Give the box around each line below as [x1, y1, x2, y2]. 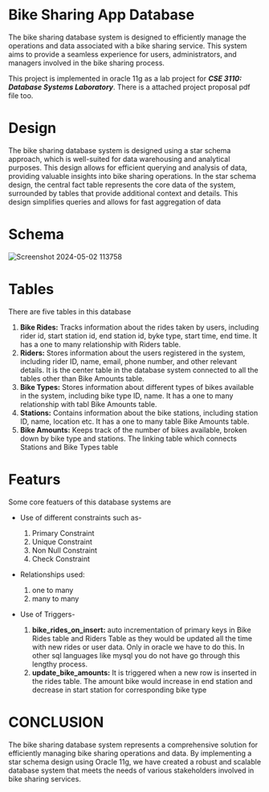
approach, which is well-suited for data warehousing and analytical [8, 154, 230, 164]
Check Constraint [31, 554, 91, 563]
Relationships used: [19, 570, 86, 579]
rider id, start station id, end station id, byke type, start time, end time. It [19, 330, 258, 340]
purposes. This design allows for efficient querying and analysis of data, [8, 163, 247, 172]
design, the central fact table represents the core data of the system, [8, 180, 236, 189]
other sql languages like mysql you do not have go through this [31, 650, 241, 660]
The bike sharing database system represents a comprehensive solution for [8, 740, 259, 749]
